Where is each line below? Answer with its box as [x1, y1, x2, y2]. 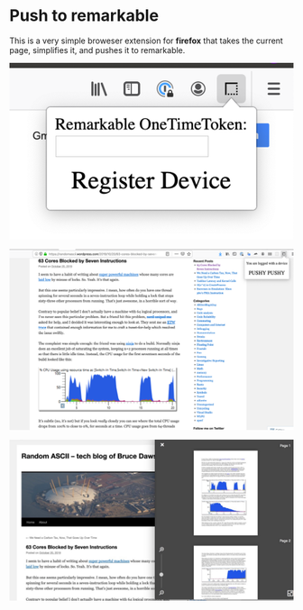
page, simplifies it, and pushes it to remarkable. [9, 44, 186, 55]
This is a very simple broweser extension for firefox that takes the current [9, 35, 284, 46]
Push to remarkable [9, 5, 160, 26]
